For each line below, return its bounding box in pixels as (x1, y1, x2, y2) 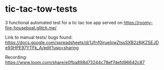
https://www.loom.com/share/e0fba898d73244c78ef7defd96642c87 (5, 59, 145, 65)
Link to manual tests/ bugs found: (5, 34, 72, 40)
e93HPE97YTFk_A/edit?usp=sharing (5, 45, 79, 50)
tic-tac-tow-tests (5, 3, 77, 15)
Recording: (5, 54, 27, 60)
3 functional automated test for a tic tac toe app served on (5, 20, 123, 25)
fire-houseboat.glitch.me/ (5, 24, 57, 30)
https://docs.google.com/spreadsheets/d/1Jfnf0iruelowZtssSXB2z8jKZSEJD (5, 39, 159, 45)
